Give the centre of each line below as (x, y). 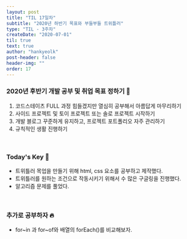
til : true (19, 40)
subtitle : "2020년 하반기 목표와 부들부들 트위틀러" (65, 23)
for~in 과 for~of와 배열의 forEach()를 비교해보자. (74, 230)
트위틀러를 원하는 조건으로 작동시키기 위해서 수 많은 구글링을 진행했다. (98, 178)
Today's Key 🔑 (28, 156)
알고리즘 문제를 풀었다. (42, 186)
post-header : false (31, 57)
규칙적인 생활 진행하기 (41, 128)
